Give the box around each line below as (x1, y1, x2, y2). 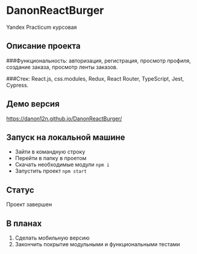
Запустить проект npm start (14, 167, 87, 175)
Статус (6, 185, 34, 195)
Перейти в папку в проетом (14, 155, 87, 162)
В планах (6, 218, 42, 229)
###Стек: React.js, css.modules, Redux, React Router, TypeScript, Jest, (6, 75, 184, 82)
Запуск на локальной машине (6, 132, 125, 142)
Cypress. (6, 81, 29, 88)
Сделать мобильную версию (14, 234, 90, 241)
